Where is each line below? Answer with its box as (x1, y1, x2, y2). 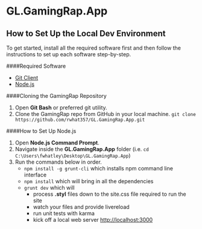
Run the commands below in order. (14, 158, 103, 166)
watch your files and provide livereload (33, 204, 130, 210)
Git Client (14, 74, 39, 81)
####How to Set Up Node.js (6, 127, 77, 134)
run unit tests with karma (33, 210, 95, 217)
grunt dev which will (24, 184, 75, 191)
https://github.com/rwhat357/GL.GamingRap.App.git (14, 117, 145, 123)
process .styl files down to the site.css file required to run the (33, 190, 186, 198)
